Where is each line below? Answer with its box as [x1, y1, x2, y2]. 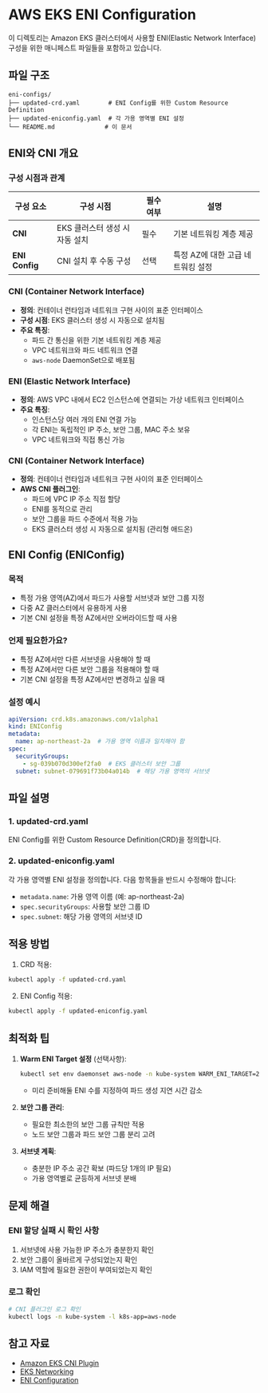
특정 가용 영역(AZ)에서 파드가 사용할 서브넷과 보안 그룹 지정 [19, 593, 205, 603]
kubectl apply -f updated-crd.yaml [8, 976, 127, 984]
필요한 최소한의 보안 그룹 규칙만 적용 [31, 1119, 145, 1128]
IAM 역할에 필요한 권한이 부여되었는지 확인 [19, 1264, 153, 1274]
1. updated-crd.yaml [8, 815, 89, 826]
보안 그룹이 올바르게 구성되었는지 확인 [19, 1255, 138, 1264]
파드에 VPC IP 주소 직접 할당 [31, 494, 121, 504]
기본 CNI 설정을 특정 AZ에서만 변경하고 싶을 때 [19, 675, 165, 684]
